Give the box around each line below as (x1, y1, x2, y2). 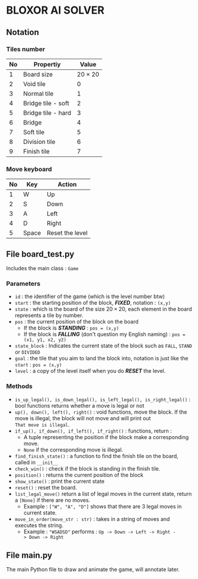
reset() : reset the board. (14, 484, 77, 491)
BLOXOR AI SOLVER (6, 4, 105, 17)
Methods (6, 382, 33, 391)
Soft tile (23, 128, 45, 136)
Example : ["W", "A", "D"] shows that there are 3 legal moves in (23, 503, 182, 510)
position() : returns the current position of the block (14, 471, 143, 478)
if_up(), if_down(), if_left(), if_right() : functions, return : (14, 427, 172, 434)
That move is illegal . (14, 421, 70, 428)
